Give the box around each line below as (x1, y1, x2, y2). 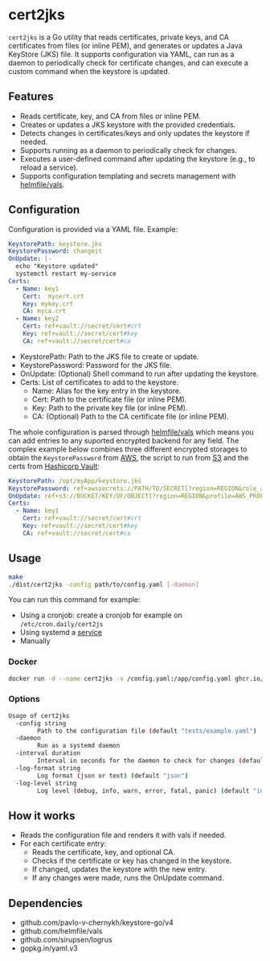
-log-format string (15, 764, 81, 772)
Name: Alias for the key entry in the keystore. (31, 386, 182, 395)
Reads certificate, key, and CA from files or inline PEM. (19, 111, 201, 121)
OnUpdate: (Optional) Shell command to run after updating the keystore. (19, 369, 260, 378)
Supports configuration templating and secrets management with (19, 171, 236, 180)
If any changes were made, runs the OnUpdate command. (31, 873, 224, 883)
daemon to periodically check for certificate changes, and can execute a (8, 58, 249, 68)
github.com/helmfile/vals (19, 926, 103, 936)
